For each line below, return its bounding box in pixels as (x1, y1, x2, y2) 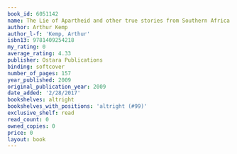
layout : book (7, 136, 46, 143)
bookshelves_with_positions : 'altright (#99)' (7, 103, 148, 110)
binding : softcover (7, 63, 65, 70)
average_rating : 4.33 (7, 50, 72, 57)
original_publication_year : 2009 (7, 83, 106, 90)
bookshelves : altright (7, 97, 75, 104)
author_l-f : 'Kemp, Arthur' (7, 30, 91, 38)
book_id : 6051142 (7, 10, 59, 18)
